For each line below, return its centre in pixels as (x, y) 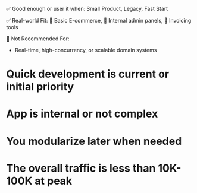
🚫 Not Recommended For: (38, 39)
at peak (54, 181)
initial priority (40, 87)
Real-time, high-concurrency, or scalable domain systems (86, 50)
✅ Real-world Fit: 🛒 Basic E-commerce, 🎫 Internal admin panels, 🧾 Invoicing (99, 20)
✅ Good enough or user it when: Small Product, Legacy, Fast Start (87, 9)
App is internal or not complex (82, 114)
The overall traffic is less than (81, 168)
